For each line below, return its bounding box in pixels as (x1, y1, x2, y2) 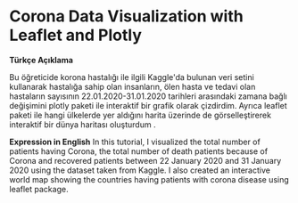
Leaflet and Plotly (9, 25, 143, 45)
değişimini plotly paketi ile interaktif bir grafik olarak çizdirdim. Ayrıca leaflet (9, 100, 287, 110)
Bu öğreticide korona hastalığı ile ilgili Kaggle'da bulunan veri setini (9, 71, 254, 82)
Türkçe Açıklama (9, 54, 74, 65)
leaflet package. (9, 183, 69, 194)
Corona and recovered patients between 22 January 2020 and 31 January (9, 155, 282, 166)
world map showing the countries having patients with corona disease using (9, 174, 290, 184)
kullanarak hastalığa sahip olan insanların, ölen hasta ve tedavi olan (9, 81, 256, 92)
